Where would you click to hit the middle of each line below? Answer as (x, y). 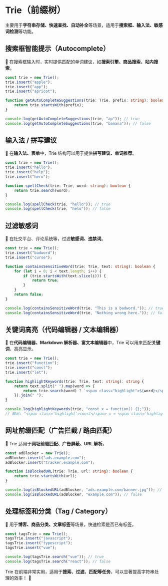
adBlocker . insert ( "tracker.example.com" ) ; (50, 462)
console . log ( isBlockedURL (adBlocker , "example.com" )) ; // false (73, 494)
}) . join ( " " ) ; (29, 395)
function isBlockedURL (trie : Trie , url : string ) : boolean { (69, 471)
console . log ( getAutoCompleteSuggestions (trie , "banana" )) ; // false (78, 123)
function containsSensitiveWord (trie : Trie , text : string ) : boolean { (80, 266)
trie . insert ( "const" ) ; (29, 368)
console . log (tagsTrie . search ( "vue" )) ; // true (54, 557)
